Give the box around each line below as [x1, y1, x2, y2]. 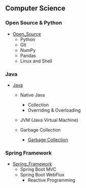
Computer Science [5, 4, 66, 13]
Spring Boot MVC [20, 166, 57, 172]
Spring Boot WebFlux [20, 172, 65, 178]
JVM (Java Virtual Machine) [20, 117, 78, 123]
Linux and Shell [20, 58, 52, 64]
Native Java [20, 91, 45, 98]
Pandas [20, 52, 36, 58]
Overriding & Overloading [27, 107, 81, 113]
